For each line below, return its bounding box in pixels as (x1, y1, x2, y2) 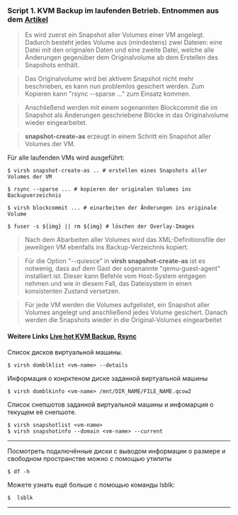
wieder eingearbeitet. (24, 118, 88, 127)
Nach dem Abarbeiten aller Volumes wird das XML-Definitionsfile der (24, 236, 226, 244)
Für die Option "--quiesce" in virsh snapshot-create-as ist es (24, 257, 205, 265)
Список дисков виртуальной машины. (7, 348, 123, 356)
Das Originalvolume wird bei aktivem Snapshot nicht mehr (24, 74, 194, 83)
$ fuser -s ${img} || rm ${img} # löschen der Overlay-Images (7, 223, 195, 231)
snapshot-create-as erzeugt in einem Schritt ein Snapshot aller (24, 132, 211, 140)
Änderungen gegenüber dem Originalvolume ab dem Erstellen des (24, 53, 218, 62)
